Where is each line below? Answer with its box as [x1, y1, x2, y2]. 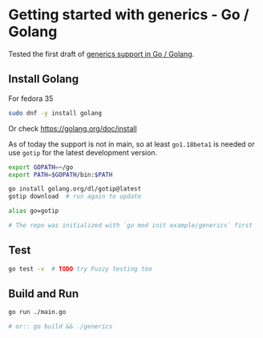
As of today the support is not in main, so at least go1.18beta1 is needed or [8, 139, 255, 149]
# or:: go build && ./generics [8, 323, 113, 331]
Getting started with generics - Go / [8, 6, 250, 24]
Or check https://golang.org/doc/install [8, 123, 138, 133]
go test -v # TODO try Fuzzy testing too [8, 264, 152, 273]
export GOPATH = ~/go [8, 163, 74, 171]
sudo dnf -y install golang [8, 109, 103, 117]
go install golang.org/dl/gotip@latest [8, 185, 142, 193]
